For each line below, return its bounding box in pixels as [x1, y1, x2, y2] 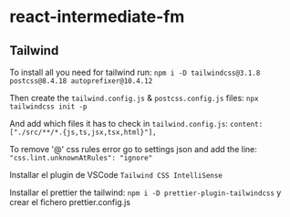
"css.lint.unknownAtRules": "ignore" [9, 153, 153, 162]
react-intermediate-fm [9, 6, 185, 27]
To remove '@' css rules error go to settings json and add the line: [9, 144, 257, 154]
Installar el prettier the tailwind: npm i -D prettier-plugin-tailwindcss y [9, 187, 282, 198]
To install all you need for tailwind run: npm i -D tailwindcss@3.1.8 [9, 67, 261, 77]
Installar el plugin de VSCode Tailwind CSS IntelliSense [9, 170, 223, 180]
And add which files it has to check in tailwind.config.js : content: [9, 119, 264, 129]
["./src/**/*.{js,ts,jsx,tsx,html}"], [9, 128, 157, 137]
